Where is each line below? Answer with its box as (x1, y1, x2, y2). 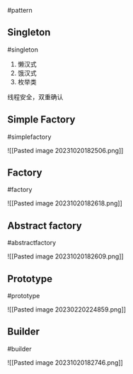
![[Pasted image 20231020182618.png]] (7, 199, 122, 208)
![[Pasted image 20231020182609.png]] (7, 252, 124, 261)
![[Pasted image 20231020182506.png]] (7, 146, 124, 154)
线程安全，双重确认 (7, 92, 64, 101)
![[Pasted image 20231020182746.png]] (7, 358, 124, 367)
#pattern (7, 6, 33, 14)
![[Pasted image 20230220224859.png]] (7, 305, 126, 314)
